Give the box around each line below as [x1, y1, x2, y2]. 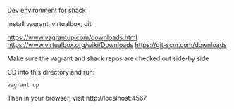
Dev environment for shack [7, 6, 86, 14]
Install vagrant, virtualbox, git [7, 20, 92, 27]
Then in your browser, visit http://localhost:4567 [7, 94, 147, 102]
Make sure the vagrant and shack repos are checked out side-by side [7, 54, 209, 63]
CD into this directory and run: [7, 68, 95, 76]
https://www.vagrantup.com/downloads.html [7, 33, 137, 41]
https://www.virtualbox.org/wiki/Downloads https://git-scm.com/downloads [7, 41, 227, 49]
